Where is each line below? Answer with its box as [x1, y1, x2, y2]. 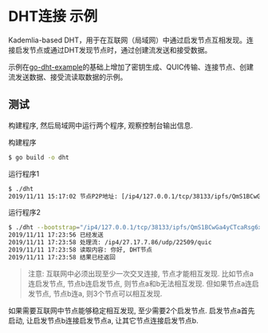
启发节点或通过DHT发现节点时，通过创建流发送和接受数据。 [14, 45, 212, 54]
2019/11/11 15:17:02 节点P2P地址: [8, 192, 118, 200]
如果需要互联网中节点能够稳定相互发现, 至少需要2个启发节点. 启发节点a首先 [8, 305, 255, 315]
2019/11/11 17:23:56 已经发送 [8, 231, 104, 240]
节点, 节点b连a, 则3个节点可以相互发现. [34, 288, 163, 298]
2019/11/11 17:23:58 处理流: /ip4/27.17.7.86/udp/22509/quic [8, 239, 212, 247]
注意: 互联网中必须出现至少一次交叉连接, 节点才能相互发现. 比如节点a [27, 268, 254, 278]
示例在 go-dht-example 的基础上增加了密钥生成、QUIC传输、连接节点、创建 [8, 61, 254, 72]
